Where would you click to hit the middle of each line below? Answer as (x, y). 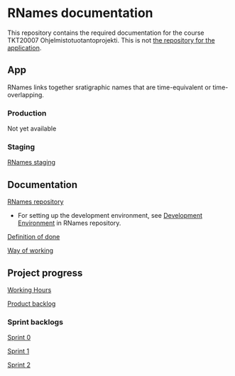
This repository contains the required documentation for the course (106, 33)
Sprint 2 (19, 365)
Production (27, 113)
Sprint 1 (18, 351)
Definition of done (34, 237)
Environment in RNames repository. (69, 223)
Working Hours (29, 289)
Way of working (31, 250)
